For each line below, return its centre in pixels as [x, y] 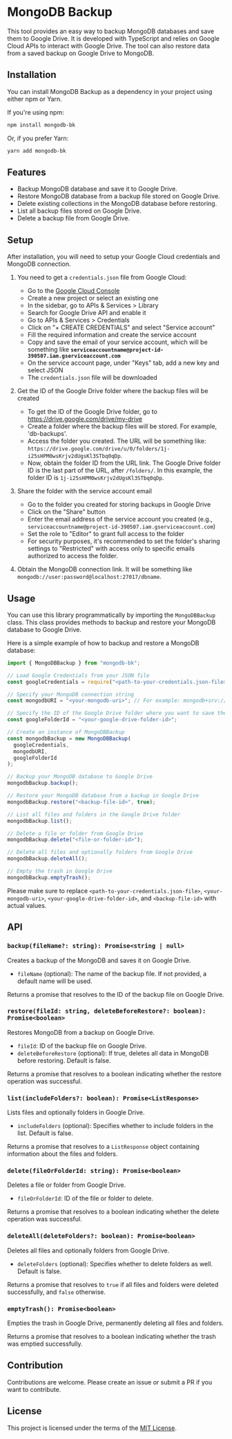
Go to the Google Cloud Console [74, 291]
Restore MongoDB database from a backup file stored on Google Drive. [118, 196]
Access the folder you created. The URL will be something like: [117, 441]
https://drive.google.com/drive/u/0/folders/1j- [99, 449]
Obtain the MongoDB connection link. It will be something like [105, 569]
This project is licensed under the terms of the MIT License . [92, 1428]
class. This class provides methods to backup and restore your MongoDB [112, 622]
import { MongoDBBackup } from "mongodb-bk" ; [74, 663]
